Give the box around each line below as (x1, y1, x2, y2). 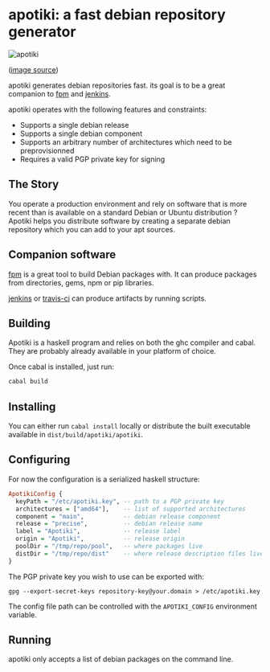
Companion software (8, 248, 117, 262)
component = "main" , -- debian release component (15, 512, 221, 520)
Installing (8, 400, 56, 413)
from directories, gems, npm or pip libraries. (8, 277, 154, 287)
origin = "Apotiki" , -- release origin (15, 535, 185, 543)
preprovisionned (19, 145, 75, 155)
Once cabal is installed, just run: (8, 362, 115, 371)
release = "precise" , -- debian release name (15, 520, 203, 528)
